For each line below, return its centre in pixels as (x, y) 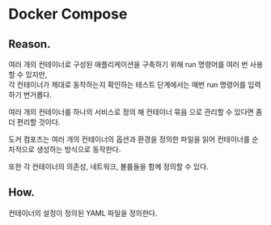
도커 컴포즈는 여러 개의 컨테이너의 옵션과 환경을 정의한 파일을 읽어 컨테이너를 (129, 139)
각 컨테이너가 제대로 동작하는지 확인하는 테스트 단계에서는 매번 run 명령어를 (127, 85)
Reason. (30, 44)
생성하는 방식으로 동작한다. (78, 149)
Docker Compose (68, 14)
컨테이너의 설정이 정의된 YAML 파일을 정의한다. (83, 213)
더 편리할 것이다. (34, 122)
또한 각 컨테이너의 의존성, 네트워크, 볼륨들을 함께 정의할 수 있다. (108, 166)
